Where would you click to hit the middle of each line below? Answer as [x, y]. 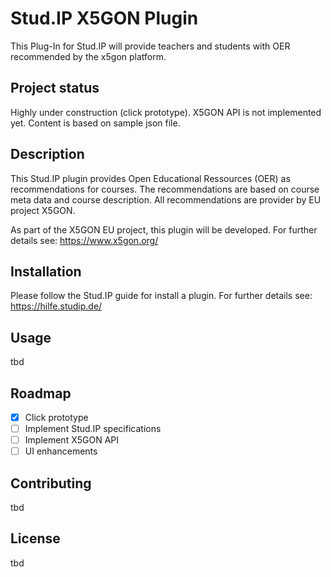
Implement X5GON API [71, 440]
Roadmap [41, 393]
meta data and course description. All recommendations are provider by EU [166, 199]
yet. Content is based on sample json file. [95, 123]
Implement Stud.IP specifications [93, 429]
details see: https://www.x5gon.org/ [84, 240]
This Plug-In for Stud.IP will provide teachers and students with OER [150, 46]
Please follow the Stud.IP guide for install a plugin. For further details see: [161, 296]
